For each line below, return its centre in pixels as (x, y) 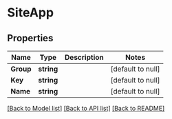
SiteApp (30, 13)
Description (84, 57)
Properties (30, 38)
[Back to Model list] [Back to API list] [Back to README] (86, 108)
